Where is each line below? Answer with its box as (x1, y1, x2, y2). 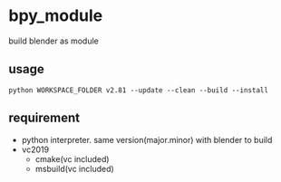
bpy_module (8, 5, 103, 26)
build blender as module (8, 35, 99, 46)
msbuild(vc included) (34, 163, 114, 174)
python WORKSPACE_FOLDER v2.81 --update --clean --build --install (8, 85, 269, 95)
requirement (8, 110, 81, 126)
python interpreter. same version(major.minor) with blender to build (21, 134, 273, 145)
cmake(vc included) (34, 153, 110, 164)
